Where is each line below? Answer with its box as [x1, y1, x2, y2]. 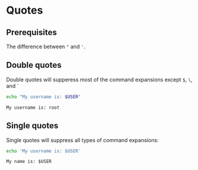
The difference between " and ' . [6, 43, 86, 50]
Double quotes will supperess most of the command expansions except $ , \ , [6, 75, 193, 83]
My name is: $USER [6, 159, 52, 165]
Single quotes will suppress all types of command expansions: [6, 136, 159, 143]
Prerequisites [6, 27, 57, 37]
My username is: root [6, 105, 60, 111]
